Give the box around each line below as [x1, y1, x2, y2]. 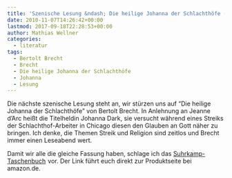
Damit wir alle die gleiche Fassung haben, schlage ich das [7, 150, 172, 158]
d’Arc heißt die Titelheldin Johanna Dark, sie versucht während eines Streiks [7, 115, 224, 123]
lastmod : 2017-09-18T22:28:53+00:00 [7, 23, 113, 30]
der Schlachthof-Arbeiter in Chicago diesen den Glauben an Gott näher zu [7, 121, 218, 130]
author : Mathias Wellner [7, 29, 79, 37]
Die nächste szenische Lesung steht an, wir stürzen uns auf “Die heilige [7, 99, 211, 108]
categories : [7, 36, 41, 43]
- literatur [13, 42, 48, 49]
